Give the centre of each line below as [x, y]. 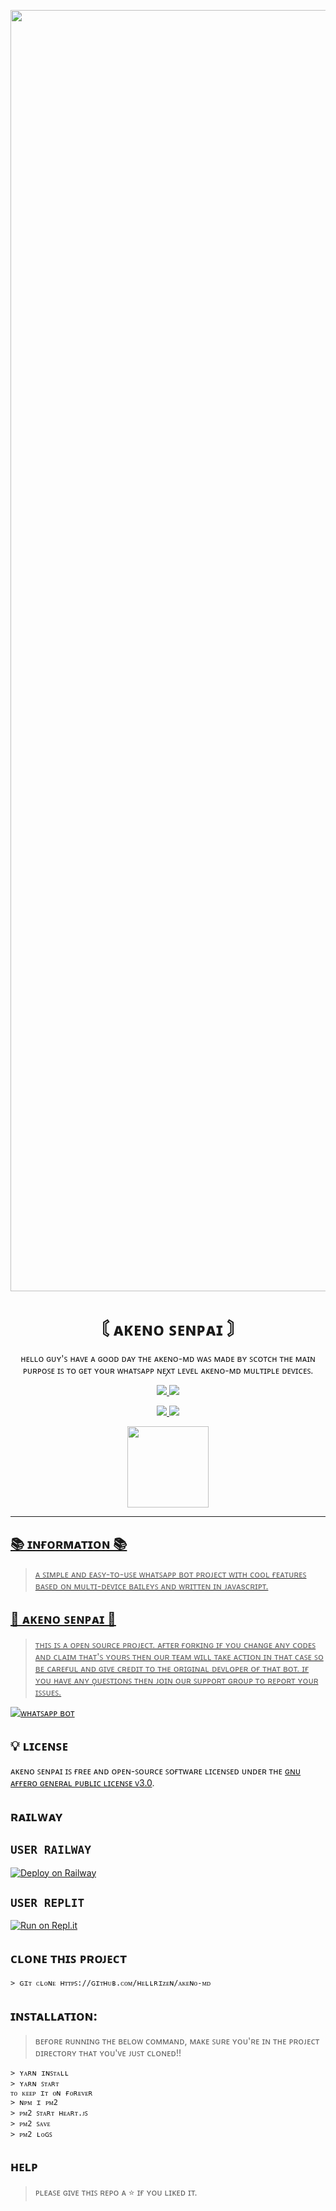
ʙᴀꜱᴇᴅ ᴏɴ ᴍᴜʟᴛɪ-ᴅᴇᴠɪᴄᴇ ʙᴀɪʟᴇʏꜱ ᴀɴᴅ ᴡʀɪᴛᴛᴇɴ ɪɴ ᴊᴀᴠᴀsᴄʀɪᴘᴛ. [151, 1586]
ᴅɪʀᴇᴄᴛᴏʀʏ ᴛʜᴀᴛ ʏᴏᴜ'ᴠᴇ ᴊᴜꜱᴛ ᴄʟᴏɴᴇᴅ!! [108, 2053]
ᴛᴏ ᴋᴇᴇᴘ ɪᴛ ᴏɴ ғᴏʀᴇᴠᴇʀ [51, 2093]
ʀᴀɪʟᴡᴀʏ [36, 1816]
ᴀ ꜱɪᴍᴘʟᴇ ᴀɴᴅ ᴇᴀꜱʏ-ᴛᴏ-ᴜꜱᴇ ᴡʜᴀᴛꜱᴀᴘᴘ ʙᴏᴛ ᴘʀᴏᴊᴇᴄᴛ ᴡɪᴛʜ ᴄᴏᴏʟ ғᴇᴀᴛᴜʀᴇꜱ [170, 1574]
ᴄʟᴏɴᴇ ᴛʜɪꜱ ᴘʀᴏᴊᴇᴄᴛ [68, 1958]
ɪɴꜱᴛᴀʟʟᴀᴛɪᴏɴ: [54, 2015]
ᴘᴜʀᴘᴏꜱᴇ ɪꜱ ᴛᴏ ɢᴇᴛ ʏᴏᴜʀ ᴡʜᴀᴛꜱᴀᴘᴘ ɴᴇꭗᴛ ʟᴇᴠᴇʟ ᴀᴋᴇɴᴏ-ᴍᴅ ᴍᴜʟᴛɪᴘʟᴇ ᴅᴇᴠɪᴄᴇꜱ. [168, 1370]
